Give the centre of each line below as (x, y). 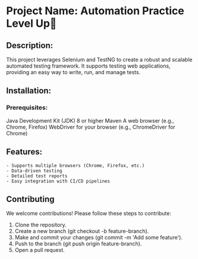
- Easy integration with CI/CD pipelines (58, 181)
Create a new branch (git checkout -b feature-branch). (82, 231)
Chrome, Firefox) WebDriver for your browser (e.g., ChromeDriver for (91, 127)
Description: (30, 45)
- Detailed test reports (37, 176)
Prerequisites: (27, 108)
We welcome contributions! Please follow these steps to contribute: (89, 213)
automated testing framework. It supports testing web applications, (88, 66)
